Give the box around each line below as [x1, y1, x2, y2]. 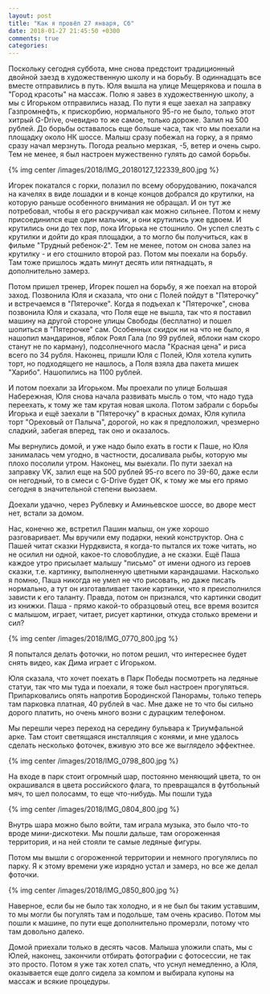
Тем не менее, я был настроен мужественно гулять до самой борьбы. [8, 150, 252, 159]
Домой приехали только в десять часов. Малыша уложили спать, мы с [8, 942, 253, 952]
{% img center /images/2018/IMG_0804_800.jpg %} [8, 805, 180, 814]
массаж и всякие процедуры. [8, 976, 111, 987]
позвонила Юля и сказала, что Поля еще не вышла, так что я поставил [8, 308, 252, 317]
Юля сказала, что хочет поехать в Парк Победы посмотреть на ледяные [8, 673, 259, 683]
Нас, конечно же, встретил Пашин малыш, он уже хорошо [8, 524, 210, 534]
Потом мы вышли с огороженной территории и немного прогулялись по [8, 853, 258, 863]
